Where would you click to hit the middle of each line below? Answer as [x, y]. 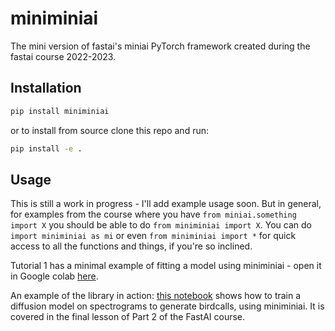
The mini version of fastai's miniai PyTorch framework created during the [160, 46]
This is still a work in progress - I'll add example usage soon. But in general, [166, 204]
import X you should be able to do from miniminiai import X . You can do [161, 225]
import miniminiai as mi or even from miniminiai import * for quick [153, 236]
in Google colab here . [54, 276]
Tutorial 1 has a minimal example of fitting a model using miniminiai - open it [166, 266]
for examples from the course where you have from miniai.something [153, 214]
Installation [46, 88]
